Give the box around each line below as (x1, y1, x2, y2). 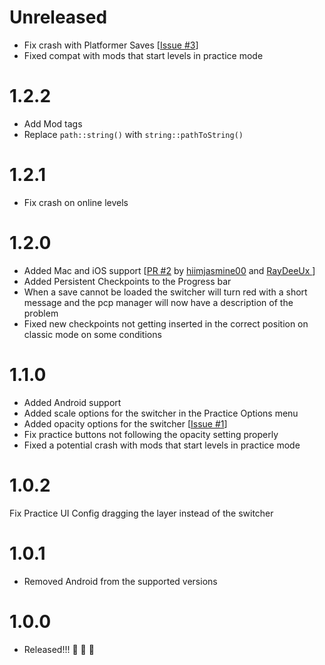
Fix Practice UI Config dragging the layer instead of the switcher (9, 507, 274, 519)
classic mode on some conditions (23, 328, 162, 340)
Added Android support (23, 396, 122, 408)
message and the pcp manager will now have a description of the (23, 296, 294, 308)
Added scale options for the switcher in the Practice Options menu (23, 407, 299, 419)
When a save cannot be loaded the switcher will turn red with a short (23, 286, 308, 298)
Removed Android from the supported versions (23, 575, 218, 587)
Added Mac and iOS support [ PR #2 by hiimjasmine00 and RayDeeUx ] (23, 264, 316, 276)
